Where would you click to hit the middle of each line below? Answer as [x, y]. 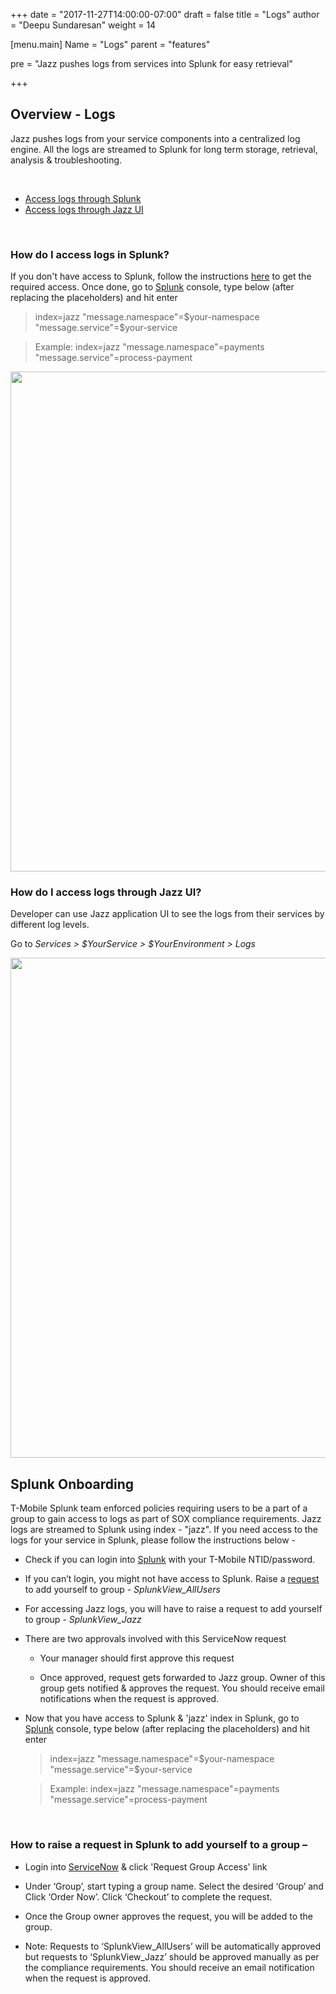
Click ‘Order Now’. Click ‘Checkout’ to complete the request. [148, 1896]
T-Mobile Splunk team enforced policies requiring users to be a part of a [159, 1508]
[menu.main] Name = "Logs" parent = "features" [110, 44]
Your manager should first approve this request [137, 1658]
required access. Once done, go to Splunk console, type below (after [152, 287]
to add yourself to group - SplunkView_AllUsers [122, 1590]
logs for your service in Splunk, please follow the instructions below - [153, 1540]
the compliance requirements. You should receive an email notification [169, 1967]
